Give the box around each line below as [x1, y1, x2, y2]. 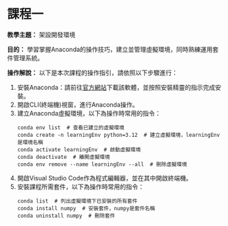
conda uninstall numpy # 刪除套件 [17, 212, 116, 219]
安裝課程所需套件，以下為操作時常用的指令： [17, 182, 145, 191]
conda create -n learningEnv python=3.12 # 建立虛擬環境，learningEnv [17, 131, 220, 138]
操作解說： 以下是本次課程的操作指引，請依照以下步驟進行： [7, 68, 178, 77]
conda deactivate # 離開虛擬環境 [17, 153, 110, 160]
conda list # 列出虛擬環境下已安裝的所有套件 [17, 198, 138, 205]
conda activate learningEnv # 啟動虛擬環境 [17, 146, 141, 153]
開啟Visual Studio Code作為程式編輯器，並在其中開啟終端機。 [17, 173, 193, 182]
